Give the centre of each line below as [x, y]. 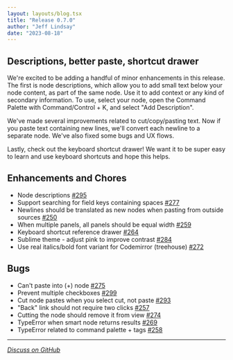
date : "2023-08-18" [35, 33]
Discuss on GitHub [34, 350]
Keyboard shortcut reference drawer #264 [78, 232]
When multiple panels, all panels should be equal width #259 [104, 224]
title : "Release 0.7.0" [42, 20]
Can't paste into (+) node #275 [61, 285]
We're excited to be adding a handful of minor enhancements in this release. [116, 78]
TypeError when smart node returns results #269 [87, 322]
